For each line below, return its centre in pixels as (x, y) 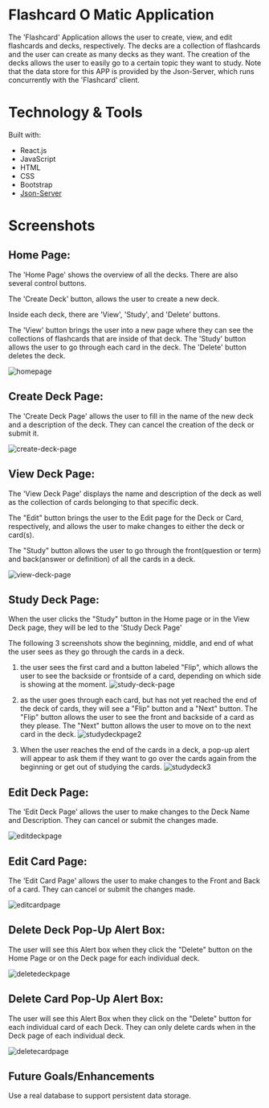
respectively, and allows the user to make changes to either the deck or (126, 526)
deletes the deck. (37, 355)
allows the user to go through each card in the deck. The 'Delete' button (127, 347)
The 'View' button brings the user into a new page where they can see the (131, 330)
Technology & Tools (75, 112)
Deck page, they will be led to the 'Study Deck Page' (95, 628)
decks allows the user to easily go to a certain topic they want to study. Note (135, 63)
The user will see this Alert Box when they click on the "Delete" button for (130, 1018)
